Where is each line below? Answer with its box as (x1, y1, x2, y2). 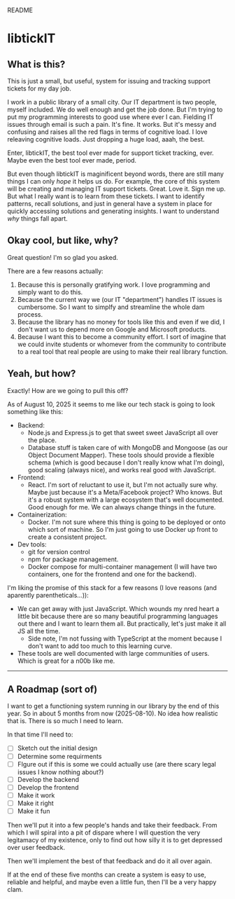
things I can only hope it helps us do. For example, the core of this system (7, 177, 220, 185)
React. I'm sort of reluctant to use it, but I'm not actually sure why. (27, 480, 218, 489)
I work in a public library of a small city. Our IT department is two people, (7, 98, 217, 106)
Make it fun (17, 807, 50, 815)
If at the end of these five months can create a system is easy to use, (7, 870, 206, 879)
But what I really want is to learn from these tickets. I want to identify (7, 192, 205, 200)
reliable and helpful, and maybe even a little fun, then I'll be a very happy (7, 877, 217, 886)
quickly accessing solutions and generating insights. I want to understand (7, 207, 220, 215)
